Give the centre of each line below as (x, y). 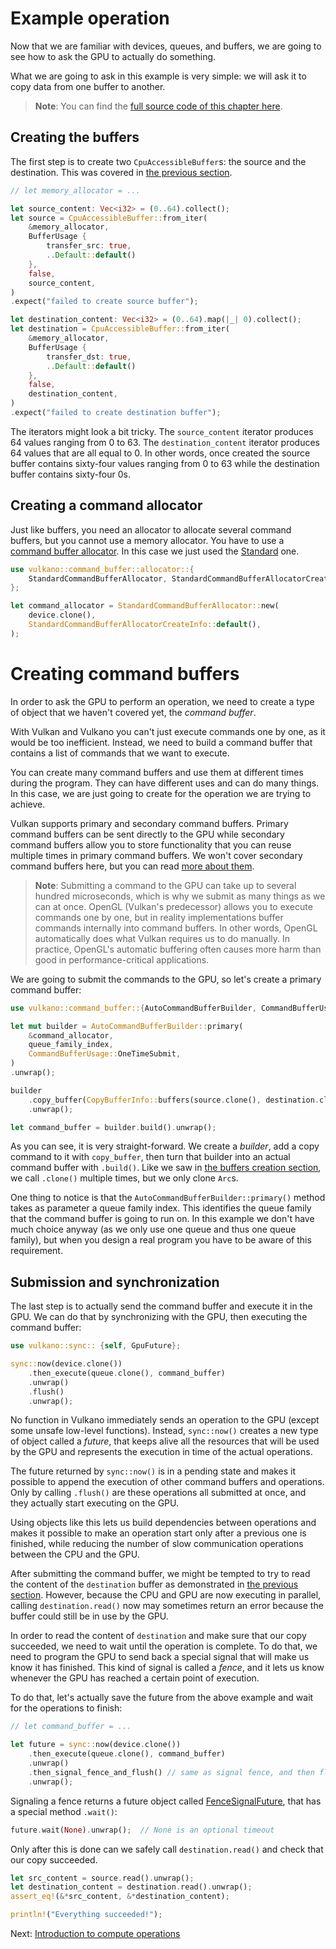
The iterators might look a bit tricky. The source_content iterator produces (162, 431)
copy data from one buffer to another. (88, 86)
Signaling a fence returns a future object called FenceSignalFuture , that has (166, 1801)
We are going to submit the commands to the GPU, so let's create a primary (166, 979)
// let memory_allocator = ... (75, 190)
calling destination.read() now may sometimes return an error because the (167, 1606)
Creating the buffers (75, 137)
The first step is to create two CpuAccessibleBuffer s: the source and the (158, 161)
